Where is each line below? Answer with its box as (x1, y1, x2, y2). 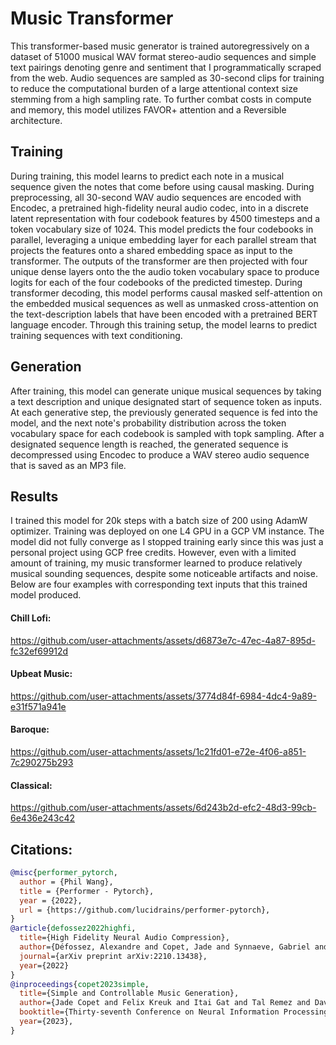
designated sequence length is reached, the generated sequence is (10, 438, 289, 450)
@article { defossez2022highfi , (10, 923, 137, 934)
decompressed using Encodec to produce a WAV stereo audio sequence (10, 448, 310, 461)
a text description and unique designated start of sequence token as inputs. (10, 395, 322, 407)
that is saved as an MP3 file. (10, 459, 127, 471)
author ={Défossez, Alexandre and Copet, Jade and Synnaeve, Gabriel (19, 942, 311, 952)
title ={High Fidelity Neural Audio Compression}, (19, 933, 230, 943)
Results (10, 488, 59, 505)
